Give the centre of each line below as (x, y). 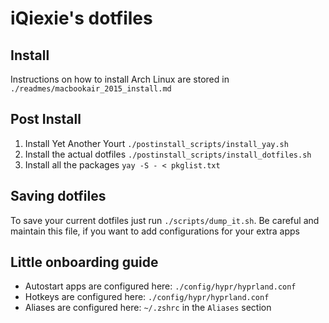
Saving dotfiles (58, 196)
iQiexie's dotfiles (81, 18)
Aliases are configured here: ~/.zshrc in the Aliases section (148, 308)
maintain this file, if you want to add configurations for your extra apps (155, 231)
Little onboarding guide (84, 262)
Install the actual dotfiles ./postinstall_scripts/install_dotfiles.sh (168, 154)
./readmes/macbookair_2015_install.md (91, 89)
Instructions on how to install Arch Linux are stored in (120, 79)
